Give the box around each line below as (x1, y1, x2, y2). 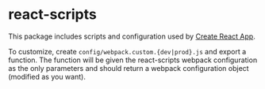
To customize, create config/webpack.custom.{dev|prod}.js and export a (8, 46, 247, 56)
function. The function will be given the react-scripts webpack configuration (8, 55, 258, 65)
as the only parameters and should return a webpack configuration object (8, 63, 249, 72)
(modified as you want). (8, 72, 86, 81)
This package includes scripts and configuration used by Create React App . (8, 32, 255, 41)
